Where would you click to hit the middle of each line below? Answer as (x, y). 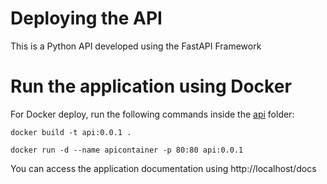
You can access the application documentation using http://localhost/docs (163, 168)
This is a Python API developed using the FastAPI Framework (136, 46)
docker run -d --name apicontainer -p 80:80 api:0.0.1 (127, 150)
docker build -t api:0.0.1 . (71, 132)
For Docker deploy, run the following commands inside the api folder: (152, 114)
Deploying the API (86, 18)
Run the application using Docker (151, 86)
